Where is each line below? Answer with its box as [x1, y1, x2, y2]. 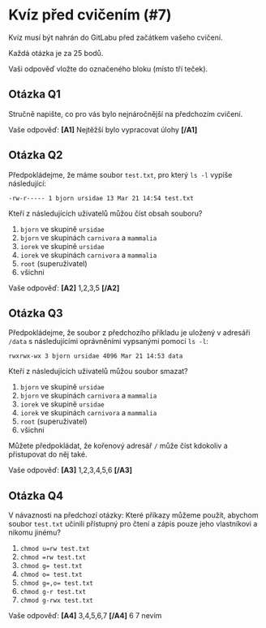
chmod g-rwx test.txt [19, 596, 93, 605]
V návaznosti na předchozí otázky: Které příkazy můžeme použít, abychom [8, 510, 259, 520]
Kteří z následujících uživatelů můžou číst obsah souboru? [8, 209, 203, 218]
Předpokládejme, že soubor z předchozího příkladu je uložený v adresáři [8, 328, 251, 338]
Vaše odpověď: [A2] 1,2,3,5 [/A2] [8, 282, 120, 293]
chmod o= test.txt [19, 570, 83, 579]
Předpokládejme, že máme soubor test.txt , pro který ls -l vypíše [8, 170, 233, 179]
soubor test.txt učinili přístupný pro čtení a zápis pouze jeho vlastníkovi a [8, 519, 258, 529]
